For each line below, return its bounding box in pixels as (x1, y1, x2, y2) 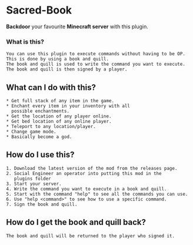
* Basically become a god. (6, 134, 72, 140)
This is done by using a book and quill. (6, 56, 109, 62)
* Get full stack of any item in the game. (6, 98, 115, 104)
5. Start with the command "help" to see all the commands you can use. (6, 191, 188, 197)
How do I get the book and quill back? (6, 217, 146, 227)
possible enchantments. (11, 108, 69, 115)
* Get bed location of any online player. (6, 119, 112, 125)
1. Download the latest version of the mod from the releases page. (6, 165, 178, 171)
